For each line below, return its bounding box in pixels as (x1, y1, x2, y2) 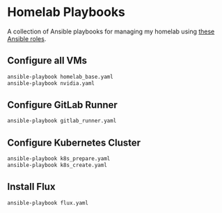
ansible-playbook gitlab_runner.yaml (7, 118, 117, 125)
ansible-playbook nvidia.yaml (7, 79, 95, 87)
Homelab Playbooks (7, 4, 125, 20)
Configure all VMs (7, 55, 88, 67)
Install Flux (7, 181, 56, 193)
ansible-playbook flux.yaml (7, 199, 89, 206)
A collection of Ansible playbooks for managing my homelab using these (7, 27, 215, 35)
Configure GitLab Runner (7, 99, 118, 111)
